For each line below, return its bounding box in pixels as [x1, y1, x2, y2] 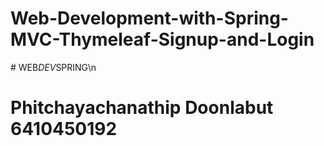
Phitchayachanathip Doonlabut [10, 97, 274, 119]
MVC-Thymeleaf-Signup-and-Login [10, 28, 315, 51]
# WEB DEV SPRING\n [10, 61, 97, 73]
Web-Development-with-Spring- [10, 7, 289, 30]
